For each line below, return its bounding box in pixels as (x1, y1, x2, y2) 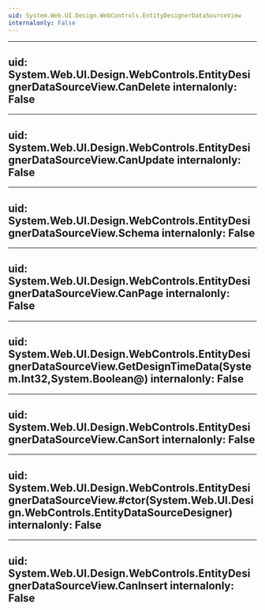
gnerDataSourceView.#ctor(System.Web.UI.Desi (8, 493, 254, 506)
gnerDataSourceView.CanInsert (8, 578, 168, 593)
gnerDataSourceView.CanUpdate (8, 153, 175, 167)
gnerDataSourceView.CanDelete (8, 80, 171, 93)
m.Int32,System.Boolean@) (8, 372, 148, 386)
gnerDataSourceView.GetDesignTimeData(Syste (8, 360, 252, 374)
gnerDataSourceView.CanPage (8, 287, 164, 300)
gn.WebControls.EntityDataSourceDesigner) (8, 506, 233, 519)
